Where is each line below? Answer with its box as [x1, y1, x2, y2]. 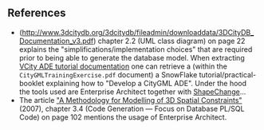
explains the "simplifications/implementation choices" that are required [18, 44, 253, 54]
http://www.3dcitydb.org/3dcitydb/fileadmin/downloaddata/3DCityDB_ [22, 27, 254, 37]
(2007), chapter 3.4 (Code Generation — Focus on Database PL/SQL [18, 104, 245, 113]
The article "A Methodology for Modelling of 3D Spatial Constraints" [18, 95, 242, 104]
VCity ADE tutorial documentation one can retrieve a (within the [18, 61, 228, 71]
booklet [18, 78, 45, 88]
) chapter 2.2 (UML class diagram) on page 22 [93, 36, 246, 45]
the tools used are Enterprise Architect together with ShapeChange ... [18, 87, 246, 97]
